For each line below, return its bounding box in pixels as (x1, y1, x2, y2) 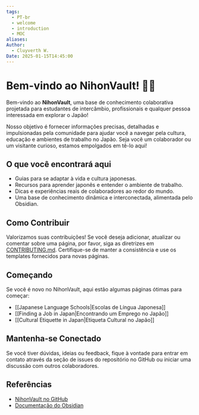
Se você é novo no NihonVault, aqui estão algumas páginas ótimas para (6, 286, 182, 293)
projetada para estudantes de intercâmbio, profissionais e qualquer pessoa (6, 105, 191, 112)
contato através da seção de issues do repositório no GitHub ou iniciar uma (6, 356, 191, 363)
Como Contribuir (6, 217, 70, 228)
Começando (6, 270, 53, 280)
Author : (6, 42, 26, 48)
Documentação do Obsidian (14, 401, 84, 409)
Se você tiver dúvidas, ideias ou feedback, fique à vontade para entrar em (6, 349, 188, 356)
